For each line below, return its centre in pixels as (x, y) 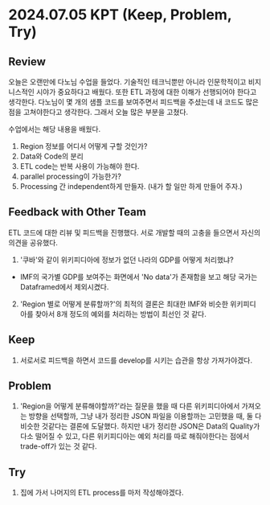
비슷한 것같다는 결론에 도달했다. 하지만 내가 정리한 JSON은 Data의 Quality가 (140, 426)
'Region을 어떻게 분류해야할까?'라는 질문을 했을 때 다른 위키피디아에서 (130, 406)
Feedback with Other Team (77, 212)
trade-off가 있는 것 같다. (59, 446)
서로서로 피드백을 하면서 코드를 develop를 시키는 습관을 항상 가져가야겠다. (136, 360)
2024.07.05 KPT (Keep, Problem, (120, 15)
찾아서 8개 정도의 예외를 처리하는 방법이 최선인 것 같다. (121, 314)
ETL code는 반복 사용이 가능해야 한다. (80, 166)
